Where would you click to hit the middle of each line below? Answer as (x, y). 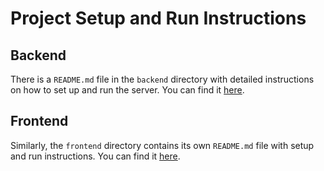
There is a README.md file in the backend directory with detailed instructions (162, 79)
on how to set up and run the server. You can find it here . (127, 90)
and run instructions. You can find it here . (95, 156)
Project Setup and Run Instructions (158, 18)
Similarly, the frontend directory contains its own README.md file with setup (162, 145)
